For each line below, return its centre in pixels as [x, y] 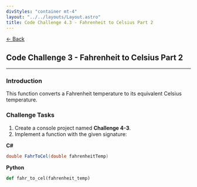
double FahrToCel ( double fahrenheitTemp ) [57, 156]
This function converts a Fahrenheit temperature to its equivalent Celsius [94, 94]
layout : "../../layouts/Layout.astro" [53, 17]
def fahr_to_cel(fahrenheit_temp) [48, 178]
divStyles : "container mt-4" [42, 11]
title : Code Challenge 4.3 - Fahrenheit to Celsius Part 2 [80, 22]
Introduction [24, 81]
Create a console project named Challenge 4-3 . [73, 128]
